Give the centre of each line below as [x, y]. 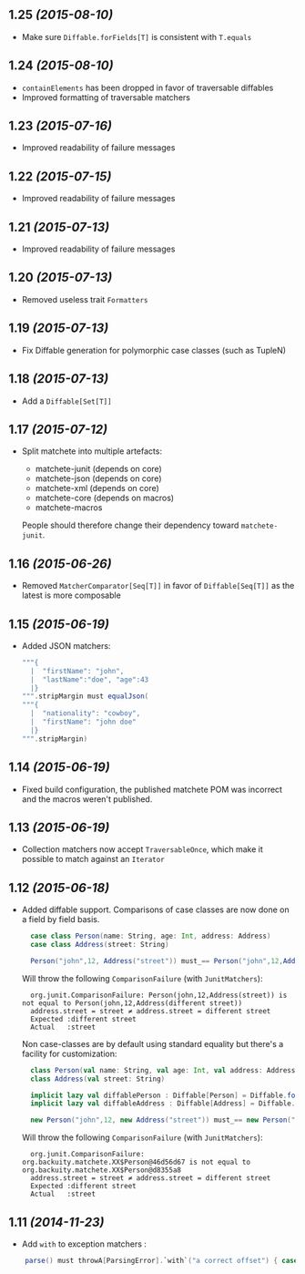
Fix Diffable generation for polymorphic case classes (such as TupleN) [154, 350]
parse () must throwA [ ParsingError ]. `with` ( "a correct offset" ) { [152, 1260]
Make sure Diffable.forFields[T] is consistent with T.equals [137, 36]
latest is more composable [71, 595]
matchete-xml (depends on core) [97, 488]
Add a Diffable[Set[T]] [66, 401]
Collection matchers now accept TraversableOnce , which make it [142, 849]
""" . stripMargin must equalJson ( [85, 696]
